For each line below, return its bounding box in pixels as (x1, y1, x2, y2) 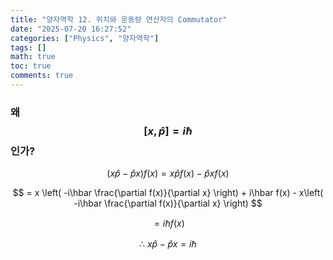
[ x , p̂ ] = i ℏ (143, 124, 193, 138)
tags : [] (10, 42, 47, 53)
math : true (10, 52, 56, 62)
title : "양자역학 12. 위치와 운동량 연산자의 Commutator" (10, 14, 228, 25)
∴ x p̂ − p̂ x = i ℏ (139, 238, 197, 250)
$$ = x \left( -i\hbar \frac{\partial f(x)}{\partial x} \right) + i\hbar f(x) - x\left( (12, 187, 324, 199)
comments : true (10, 71, 74, 81)
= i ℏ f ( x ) (153, 217, 185, 230)
